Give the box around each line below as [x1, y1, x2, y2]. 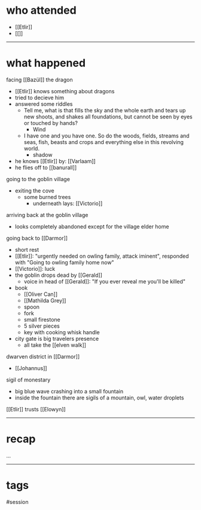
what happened [6, 56, 86, 70]
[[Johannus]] [14, 364, 47, 371]
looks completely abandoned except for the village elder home [14, 222, 169, 230]
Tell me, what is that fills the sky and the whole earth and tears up [23, 106, 186, 114]
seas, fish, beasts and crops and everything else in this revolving [23, 138, 184, 145]
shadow [32, 151, 53, 158]
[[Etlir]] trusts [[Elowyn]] [6, 405, 66, 413]
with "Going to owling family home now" [14, 258, 115, 266]
